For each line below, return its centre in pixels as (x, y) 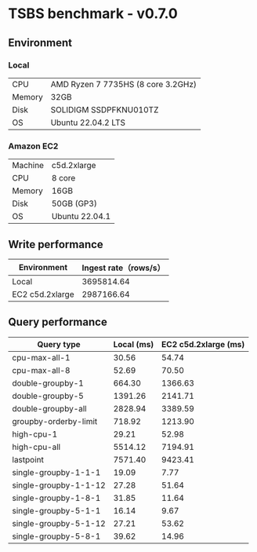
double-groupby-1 (48, 383)
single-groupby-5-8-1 (56, 536)
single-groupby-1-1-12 (59, 485)
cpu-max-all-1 (41, 357)
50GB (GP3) (74, 203)
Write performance (56, 244)
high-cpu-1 (35, 434)
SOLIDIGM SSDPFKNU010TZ (105, 109)
